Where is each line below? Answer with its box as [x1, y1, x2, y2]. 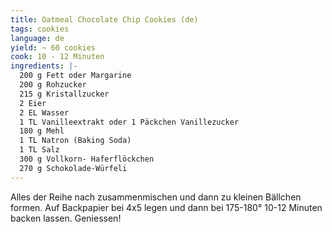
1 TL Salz [19, 145, 60, 155]
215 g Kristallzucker [19, 89, 110, 99]
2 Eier [19, 98, 47, 108]
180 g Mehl [19, 126, 65, 136]
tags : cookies [10, 24, 70, 34]
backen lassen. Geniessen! [10, 212, 122, 224]
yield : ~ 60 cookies [10, 42, 97, 53]
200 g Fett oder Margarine [19, 71, 132, 81]
